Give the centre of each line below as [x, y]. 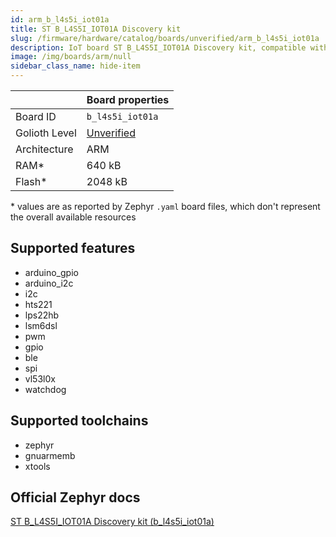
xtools [37, 466]
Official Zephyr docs [75, 497]
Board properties [128, 99]
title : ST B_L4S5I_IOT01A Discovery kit [96, 29]
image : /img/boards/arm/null [71, 57]
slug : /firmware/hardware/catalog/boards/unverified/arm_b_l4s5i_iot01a [165, 38]
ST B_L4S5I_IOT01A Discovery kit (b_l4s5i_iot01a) [112, 522]
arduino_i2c [49, 283]
